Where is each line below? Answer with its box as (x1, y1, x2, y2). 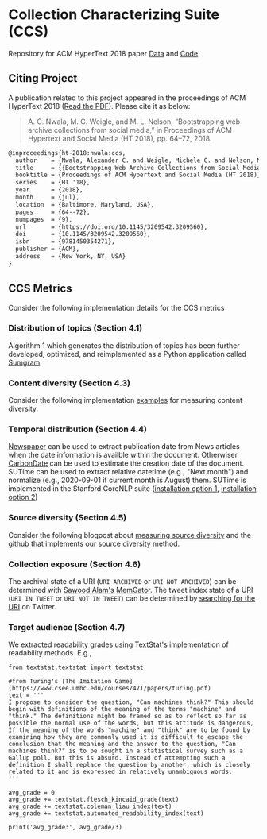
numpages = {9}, (15, 215, 73, 223)
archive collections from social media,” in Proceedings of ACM (27, 125, 233, 134)
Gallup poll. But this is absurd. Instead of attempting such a (8, 754, 226, 762)
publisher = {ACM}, (15, 245, 80, 253)
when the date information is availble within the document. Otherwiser (8, 450, 238, 460)
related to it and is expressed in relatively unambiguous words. (8, 768, 233, 776)
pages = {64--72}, (15, 208, 91, 216)
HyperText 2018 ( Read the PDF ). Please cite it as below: (8, 101, 191, 110)
